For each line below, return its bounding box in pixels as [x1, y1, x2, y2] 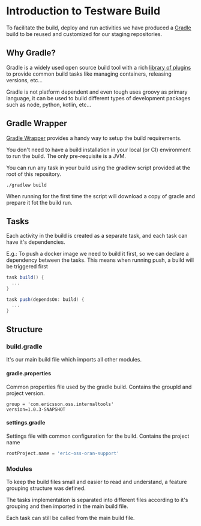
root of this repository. [6, 170, 61, 178]
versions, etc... [6, 76, 43, 83]
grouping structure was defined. [6, 485, 86, 492]
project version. [6, 389, 45, 397]
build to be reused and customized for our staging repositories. [6, 30, 163, 37]
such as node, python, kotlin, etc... [6, 101, 92, 108]
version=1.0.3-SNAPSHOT [6, 407, 66, 413]
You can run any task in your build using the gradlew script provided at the [6, 164, 191, 171]
